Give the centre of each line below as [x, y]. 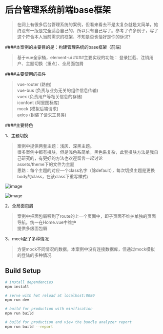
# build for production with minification [49, 309]
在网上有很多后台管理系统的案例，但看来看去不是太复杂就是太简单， [85, 24]
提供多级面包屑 [32, 228]
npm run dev [17, 300]
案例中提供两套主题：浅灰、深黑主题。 [55, 146]
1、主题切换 [17, 135]
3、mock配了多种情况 [27, 239]
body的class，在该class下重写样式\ [53, 176]
